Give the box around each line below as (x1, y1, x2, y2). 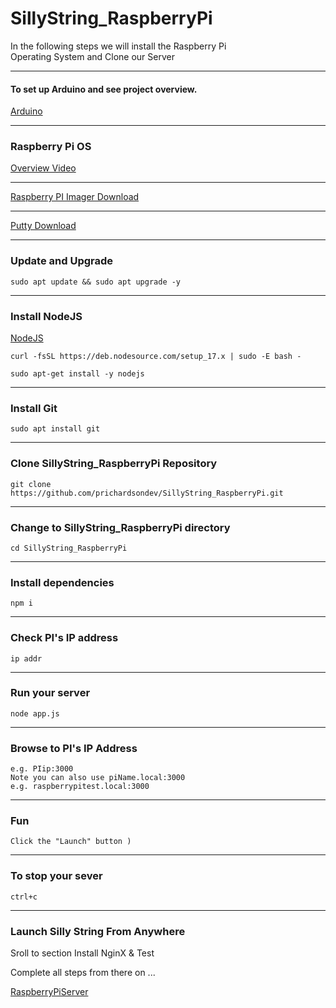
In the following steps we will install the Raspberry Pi (10, 40, 227, 52)
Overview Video (10, 162, 77, 174)
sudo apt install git (10, 424, 101, 434)
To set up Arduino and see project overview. (10, 83, 198, 95)
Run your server (10, 686, 91, 700)
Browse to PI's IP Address (10, 741, 138, 755)
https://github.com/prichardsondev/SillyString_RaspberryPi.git (10, 488, 284, 498)
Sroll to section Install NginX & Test (10, 947, 155, 959)
